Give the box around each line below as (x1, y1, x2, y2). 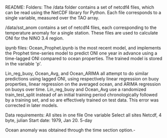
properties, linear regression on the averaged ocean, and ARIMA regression (5, 81, 161, 87)
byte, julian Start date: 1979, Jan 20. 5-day (5, 117, 92, 123)
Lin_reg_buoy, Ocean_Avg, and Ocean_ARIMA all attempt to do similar (5, 70, 149, 76)
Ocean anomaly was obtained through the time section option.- (5, 127, 136, 133)
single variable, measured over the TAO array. (5, 15, 99, 20)
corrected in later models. (5, 102, 58, 108)
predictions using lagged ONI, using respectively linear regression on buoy (5, 76, 159, 81)
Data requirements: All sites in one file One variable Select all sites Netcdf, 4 (5, 112, 162, 118)
